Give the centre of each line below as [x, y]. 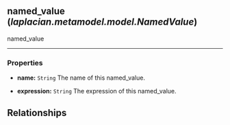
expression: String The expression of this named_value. [97, 91]
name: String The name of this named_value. [81, 78]
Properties [25, 62]
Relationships [37, 113]
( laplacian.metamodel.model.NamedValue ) [102, 22]
